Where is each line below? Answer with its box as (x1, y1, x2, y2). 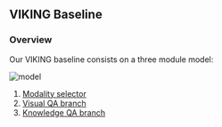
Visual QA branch (21, 98, 86, 108)
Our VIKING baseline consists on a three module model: (9, 53, 214, 65)
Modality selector (21, 88, 86, 99)
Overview (9, 34, 53, 46)
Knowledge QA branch (21, 107, 105, 118)
